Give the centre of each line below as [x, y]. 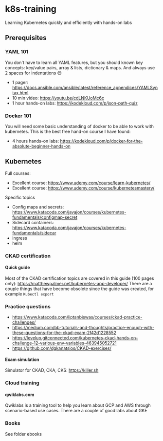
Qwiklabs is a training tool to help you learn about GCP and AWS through [78, 405]
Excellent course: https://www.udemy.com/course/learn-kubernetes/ [81, 183]
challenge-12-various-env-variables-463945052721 [64, 343]
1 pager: [20, 82]
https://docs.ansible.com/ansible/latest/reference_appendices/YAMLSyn [85, 87]
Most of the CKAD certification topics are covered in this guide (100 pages [80, 278]
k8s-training [31, 9]
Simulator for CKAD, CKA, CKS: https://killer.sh [52, 370]
